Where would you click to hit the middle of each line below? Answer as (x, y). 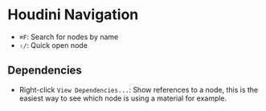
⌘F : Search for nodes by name (69, 37)
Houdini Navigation (73, 15)
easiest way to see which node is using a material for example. (123, 98)
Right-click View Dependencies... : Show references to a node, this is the (139, 89)
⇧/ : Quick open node (53, 45)
